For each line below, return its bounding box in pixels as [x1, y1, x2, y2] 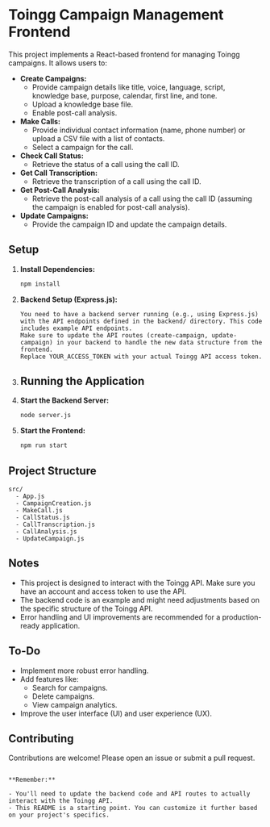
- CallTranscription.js [15, 520, 95, 528]
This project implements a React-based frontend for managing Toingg [8, 49, 240, 59]
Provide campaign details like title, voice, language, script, [31, 82, 226, 92]
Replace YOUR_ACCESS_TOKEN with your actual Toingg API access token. [19, 353, 263, 361]
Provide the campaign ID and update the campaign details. [31, 219, 227, 229]
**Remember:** [8, 776, 56, 784]
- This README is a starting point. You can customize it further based [8, 804, 258, 812]
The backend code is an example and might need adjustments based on [19, 595, 260, 604]
